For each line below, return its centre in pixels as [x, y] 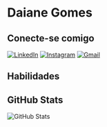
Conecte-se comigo [51, 38]
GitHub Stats [35, 100]
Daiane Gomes [50, 13]
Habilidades [33, 76]
